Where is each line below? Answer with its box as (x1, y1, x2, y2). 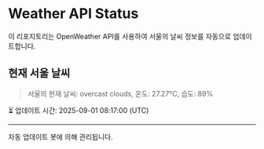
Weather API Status (8, 5, 139, 23)
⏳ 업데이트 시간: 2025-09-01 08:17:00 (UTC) (8, 105, 149, 114)
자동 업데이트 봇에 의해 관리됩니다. (8, 132, 113, 141)
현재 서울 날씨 (8, 67, 71, 80)
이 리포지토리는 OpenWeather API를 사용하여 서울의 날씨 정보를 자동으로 (8, 31, 232, 41)
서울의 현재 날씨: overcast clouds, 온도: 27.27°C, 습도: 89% (27, 89, 214, 98)
